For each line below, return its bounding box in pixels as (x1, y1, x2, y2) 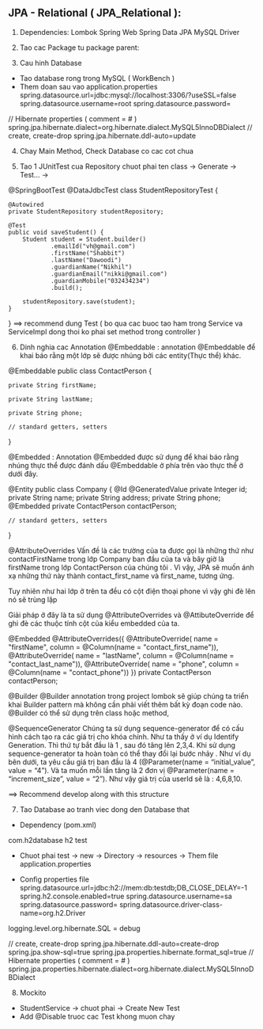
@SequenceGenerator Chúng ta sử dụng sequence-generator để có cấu (8, 723, 245, 733)
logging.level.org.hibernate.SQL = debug (8, 923, 141, 933)
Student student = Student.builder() (22, 235, 147, 243)
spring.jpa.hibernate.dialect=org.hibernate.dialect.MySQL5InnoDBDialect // (8, 122, 253, 131)
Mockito (19, 988, 47, 997)
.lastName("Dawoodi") (50, 256, 122, 264)
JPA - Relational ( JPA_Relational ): (8, 6, 182, 20)
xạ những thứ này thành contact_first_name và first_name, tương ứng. (8, 570, 235, 581)
